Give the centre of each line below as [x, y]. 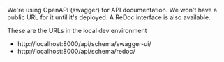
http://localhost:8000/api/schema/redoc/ [76, 51]
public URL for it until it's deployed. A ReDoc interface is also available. [109, 17]
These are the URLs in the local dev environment [77, 31]
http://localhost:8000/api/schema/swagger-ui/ [84, 44]
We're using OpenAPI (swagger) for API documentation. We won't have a [112, 10]
